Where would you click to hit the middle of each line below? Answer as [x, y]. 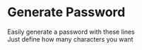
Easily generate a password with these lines [71, 32]
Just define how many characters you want [70, 39]
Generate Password [66, 12]
